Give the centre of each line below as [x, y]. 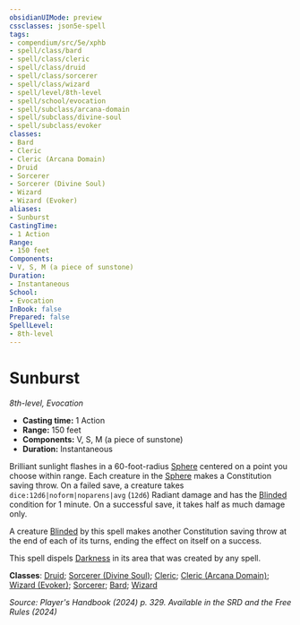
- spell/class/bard [46, 51]
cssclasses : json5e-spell [57, 26]
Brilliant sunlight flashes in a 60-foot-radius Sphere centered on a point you [149, 466]
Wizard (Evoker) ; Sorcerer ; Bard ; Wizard [84, 585]
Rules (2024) [34, 612]
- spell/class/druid [48, 68]
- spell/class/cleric [50, 59]
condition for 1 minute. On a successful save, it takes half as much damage [147, 504]
